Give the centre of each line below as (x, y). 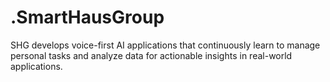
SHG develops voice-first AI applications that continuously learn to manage (165, 45)
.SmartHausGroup (87, 17)
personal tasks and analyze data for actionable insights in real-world (151, 55)
